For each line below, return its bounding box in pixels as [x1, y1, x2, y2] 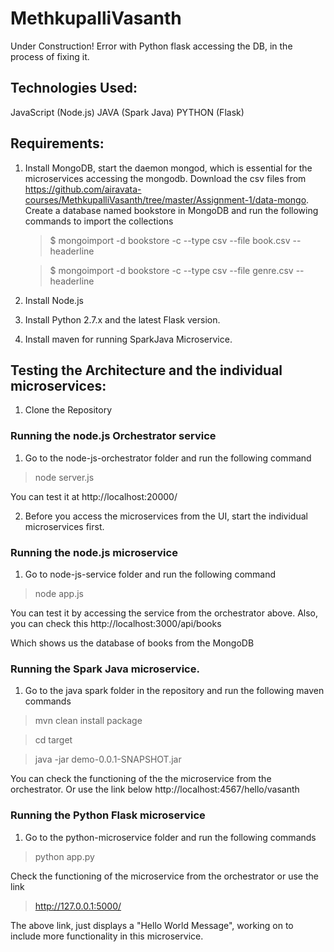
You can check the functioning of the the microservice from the [10, 773, 272, 785]
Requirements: [10, 135, 105, 152]
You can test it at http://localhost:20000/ [10, 490, 178, 502]
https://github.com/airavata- [24, 183, 142, 195]
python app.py [34, 850, 95, 862]
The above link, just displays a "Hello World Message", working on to [10, 919, 294, 931]
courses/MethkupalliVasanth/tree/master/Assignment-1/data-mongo [24, 193, 307, 206]
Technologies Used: [10, 80, 138, 97]
